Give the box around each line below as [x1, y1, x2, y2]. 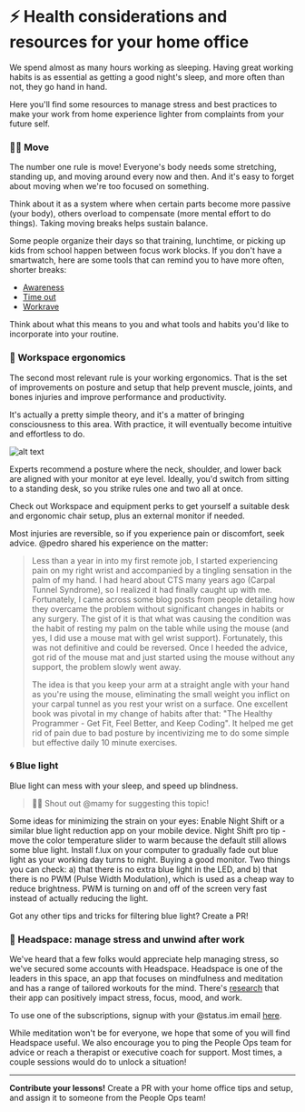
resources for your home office [9, 32, 250, 53]
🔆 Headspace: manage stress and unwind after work [9, 933, 245, 946]
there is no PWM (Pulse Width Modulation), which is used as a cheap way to [9, 873, 295, 884]
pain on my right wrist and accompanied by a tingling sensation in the [31, 565, 292, 576]
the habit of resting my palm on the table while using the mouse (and [31, 623, 290, 634]
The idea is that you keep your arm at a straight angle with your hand [31, 678, 290, 690]
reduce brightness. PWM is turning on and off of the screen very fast [9, 883, 268, 894]
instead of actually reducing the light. [9, 892, 149, 904]
